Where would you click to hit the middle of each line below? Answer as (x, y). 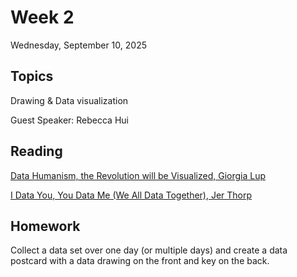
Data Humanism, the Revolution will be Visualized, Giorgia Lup (138, 175)
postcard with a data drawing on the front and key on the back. (140, 261)
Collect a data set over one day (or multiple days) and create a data (149, 250)
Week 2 (42, 17)
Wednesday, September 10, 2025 (78, 45)
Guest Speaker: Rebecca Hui (69, 120)
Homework (45, 226)
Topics (32, 76)
